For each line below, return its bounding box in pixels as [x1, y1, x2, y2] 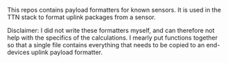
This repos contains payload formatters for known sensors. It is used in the [7, 6, 222, 14]
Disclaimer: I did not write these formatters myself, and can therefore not [7, 27, 215, 34]
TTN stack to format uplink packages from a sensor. [7, 13, 156, 21]
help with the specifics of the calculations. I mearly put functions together [7, 34, 218, 42]
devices [7, 48, 30, 56]
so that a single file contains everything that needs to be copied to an [7, 41, 205, 49]
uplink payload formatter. [30, 48, 103, 56]
